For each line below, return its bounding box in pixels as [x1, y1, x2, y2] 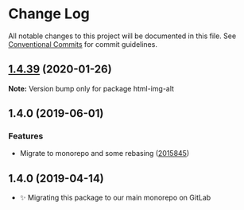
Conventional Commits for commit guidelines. [8, 39, 157, 49]
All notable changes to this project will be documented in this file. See [8, 31, 237, 41]
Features [8, 130, 44, 142]
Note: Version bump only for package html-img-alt [8, 84, 175, 93]
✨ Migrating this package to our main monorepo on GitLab [19, 192, 211, 203]
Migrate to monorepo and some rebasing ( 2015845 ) [19, 149, 190, 158]
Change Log [8, 5, 90, 23]
